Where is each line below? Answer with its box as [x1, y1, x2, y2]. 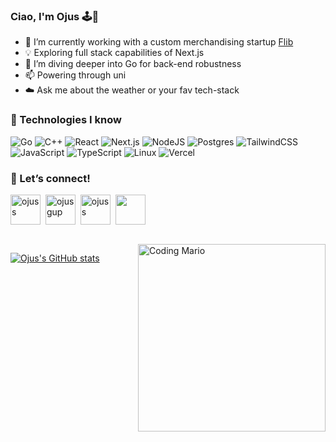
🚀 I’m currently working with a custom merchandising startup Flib [24, 36, 294, 48]
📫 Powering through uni [24, 69, 127, 81]
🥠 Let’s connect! [10, 171, 91, 185]
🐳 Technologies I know [10, 113, 122, 127]
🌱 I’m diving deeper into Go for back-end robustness [24, 58, 242, 70]
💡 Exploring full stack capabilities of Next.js [24, 47, 205, 59]
